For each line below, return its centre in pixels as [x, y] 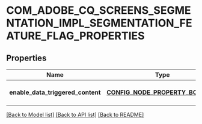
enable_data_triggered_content [55, 92]
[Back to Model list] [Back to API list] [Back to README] [75, 115]
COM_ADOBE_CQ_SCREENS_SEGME [99, 10]
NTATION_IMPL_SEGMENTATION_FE [99, 23]
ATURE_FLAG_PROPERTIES [76, 36]
